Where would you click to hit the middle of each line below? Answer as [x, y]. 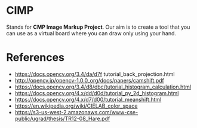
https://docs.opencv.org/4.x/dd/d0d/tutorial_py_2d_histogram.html [97, 93]
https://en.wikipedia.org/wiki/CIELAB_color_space [76, 106]
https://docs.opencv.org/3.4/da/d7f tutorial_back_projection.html [95, 74]
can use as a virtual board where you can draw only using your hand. [91, 33]
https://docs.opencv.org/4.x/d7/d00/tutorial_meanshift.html [88, 99]
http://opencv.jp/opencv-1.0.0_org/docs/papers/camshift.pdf [89, 80]
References [35, 58]
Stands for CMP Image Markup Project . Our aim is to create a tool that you [98, 27]
